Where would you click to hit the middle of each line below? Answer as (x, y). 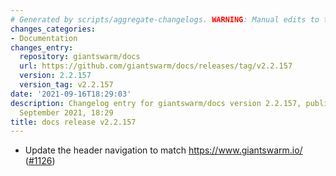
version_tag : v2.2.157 (66, 85)
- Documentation (44, 38)
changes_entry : (42, 47)
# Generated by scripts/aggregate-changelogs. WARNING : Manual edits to (165, 19)
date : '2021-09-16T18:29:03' (71, 94)
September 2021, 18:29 (66, 112)
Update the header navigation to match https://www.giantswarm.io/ (163, 150)
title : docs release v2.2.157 (73, 122)
